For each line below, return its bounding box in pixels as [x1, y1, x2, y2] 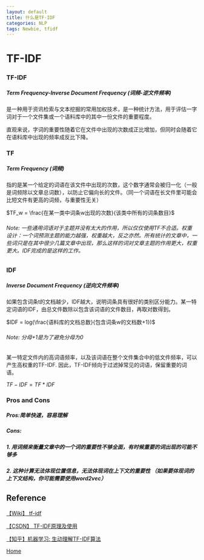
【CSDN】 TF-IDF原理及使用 [6, 522, 77, 530]
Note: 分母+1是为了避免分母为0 [6, 334, 84, 341]
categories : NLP [6, 20, 47, 26]
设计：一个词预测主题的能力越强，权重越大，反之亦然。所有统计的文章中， [6, 231, 192, 239]
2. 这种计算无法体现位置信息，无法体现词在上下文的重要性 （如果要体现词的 [6, 467, 194, 475]
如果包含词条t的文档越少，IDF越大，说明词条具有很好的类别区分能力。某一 [6, 298, 192, 306]
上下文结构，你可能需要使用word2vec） [6, 475, 107, 482]
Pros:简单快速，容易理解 [6, 412, 68, 419]
